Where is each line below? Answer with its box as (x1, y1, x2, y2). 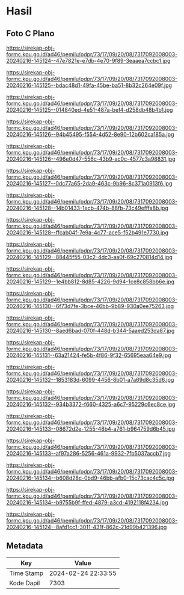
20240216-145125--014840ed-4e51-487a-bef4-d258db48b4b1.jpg (6, 106, 173, 113)
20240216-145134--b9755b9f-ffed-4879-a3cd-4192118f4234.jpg (6, 499, 168, 506)
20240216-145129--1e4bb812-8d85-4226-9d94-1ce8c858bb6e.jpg (6, 278, 175, 285)
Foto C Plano (6, 28, 55, 39)
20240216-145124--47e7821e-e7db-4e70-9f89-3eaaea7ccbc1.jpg (6, 57, 171, 64)
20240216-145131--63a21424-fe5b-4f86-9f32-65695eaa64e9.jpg (6, 352, 171, 359)
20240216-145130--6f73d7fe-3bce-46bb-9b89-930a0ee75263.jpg (6, 303, 174, 309)
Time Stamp (9, 569, 44, 577)
